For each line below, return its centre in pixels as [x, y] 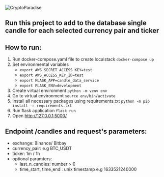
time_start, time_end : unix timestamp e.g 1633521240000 [78, 169]
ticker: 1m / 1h [26, 154]
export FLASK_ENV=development [51, 86]
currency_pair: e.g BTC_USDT [42, 148]
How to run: [23, 47]
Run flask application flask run [44, 111]
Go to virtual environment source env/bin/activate [64, 96]
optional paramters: [32, 159]
